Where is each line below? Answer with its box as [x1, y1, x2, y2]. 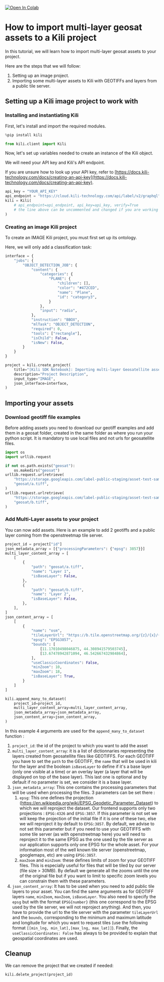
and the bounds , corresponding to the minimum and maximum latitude [12, 914, 152, 920]
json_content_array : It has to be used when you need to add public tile [12, 883, 155, 889]
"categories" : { [40, 272, 73, 277]
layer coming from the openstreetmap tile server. [5, 532, 103, 538]
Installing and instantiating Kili [5, 112, 79, 119]
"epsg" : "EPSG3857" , [31, 638, 73, 642]
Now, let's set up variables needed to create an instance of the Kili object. [5, 150, 154, 156]
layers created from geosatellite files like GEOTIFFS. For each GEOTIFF [12, 753, 155, 759]
